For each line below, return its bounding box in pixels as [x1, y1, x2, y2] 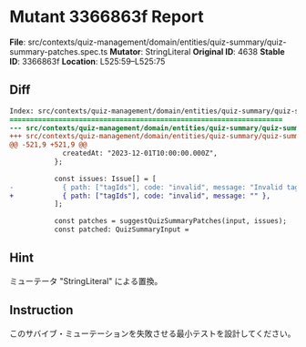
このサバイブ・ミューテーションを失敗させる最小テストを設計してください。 [9, 328, 296, 339]
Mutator [109, 46, 141, 56]
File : [9, 36, 26, 47]
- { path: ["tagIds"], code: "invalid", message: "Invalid [9, 182, 283, 192]
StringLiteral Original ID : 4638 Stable [145, 46, 285, 56]
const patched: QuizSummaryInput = [54, 225, 189, 234]
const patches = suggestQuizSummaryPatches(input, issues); [54, 217, 287, 226]
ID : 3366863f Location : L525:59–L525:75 [9, 56, 166, 66]
